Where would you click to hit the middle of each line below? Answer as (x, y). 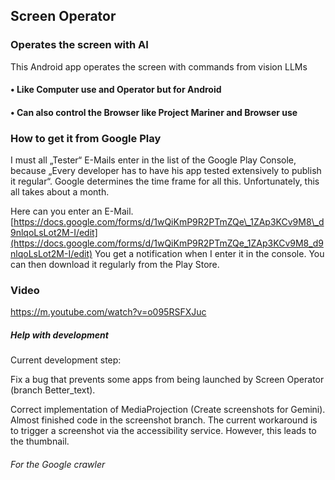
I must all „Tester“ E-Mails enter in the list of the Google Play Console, (153, 160)
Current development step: (66, 360)
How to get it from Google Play (86, 138)
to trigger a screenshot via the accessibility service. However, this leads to (163, 431)
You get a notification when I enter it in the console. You (209, 254)
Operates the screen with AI (79, 45)
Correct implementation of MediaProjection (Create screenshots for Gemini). (168, 410)
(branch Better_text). (53, 390)
